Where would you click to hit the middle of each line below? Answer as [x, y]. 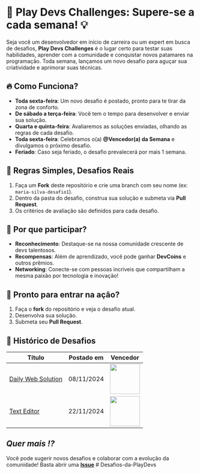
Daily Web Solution [36, 379]
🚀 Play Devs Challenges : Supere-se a [101, 12]
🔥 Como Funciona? [42, 86]
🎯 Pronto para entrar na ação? [63, 294]
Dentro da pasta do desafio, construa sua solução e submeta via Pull [100, 198]
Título [36, 358]
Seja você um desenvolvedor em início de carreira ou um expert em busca [98, 42]
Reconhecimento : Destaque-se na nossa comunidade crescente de [99, 244]
